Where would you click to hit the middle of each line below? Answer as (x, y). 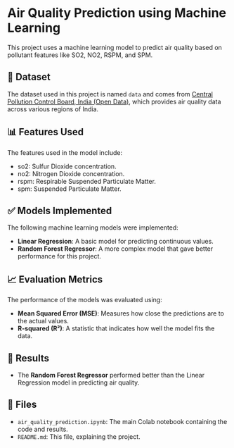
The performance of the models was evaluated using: (85, 300)
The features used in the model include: (65, 152)
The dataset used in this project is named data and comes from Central (110, 94)
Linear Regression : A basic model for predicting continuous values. (116, 242)
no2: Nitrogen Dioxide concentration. (71, 173)
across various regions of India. (53, 109)
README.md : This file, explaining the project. (79, 436)
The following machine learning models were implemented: (93, 228)
